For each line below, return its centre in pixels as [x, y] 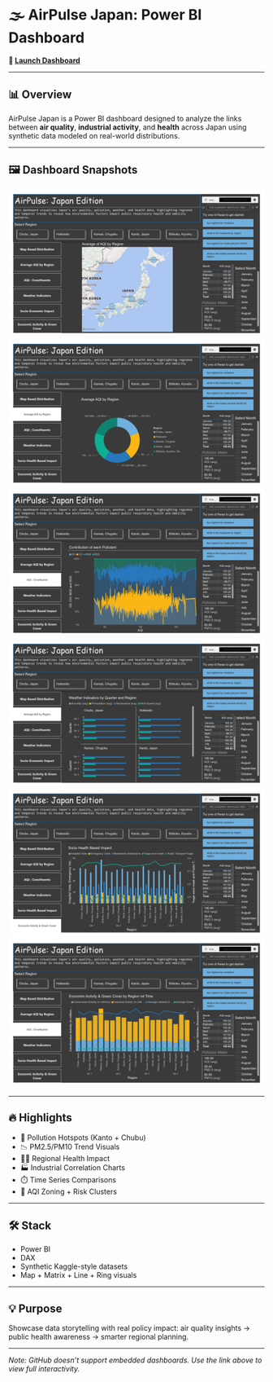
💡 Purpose [35, 1308]
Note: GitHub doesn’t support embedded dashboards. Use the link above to [135, 1360]
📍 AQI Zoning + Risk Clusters [69, 1191]
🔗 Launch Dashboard [44, 60]
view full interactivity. [44, 1369]
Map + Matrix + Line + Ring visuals [78, 1275]
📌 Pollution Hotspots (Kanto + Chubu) [83, 1138]
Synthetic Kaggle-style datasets [74, 1266]
